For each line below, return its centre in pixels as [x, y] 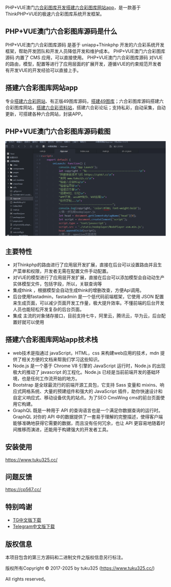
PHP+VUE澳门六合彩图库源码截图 [58, 132]
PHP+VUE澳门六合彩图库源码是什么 [61, 31]
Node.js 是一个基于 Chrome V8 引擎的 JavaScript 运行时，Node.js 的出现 [89, 366]
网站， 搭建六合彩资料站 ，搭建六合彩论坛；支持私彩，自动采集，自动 [94, 107]
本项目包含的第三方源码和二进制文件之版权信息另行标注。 [65, 557]
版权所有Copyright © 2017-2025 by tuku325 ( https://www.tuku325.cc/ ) [80, 568]
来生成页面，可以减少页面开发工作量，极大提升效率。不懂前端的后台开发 [88, 303]
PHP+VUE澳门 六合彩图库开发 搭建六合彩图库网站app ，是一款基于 [73, 7]
